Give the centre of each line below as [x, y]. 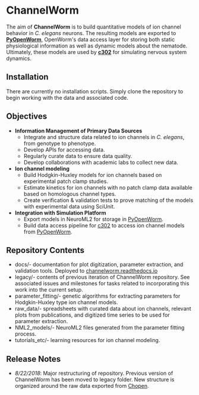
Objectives [27, 116]
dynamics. [19, 58]
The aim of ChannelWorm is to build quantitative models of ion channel [94, 27]
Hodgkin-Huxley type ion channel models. [66, 302]
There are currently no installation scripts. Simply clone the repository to [95, 91]
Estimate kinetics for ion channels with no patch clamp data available [108, 187]
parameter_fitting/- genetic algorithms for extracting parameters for [97, 296]
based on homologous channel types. [70, 194]
